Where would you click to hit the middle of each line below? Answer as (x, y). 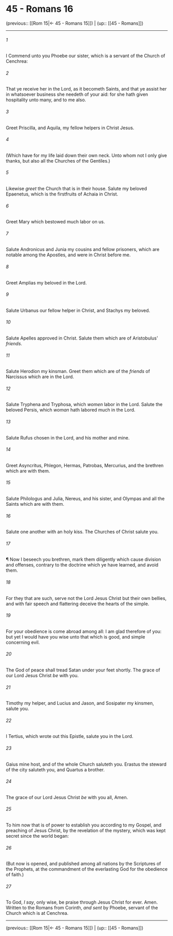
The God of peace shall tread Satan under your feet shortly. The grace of (83, 670)
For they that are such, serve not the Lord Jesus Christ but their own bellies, (86, 598)
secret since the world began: (37, 836)
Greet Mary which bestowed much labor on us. (55, 222)
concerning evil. (23, 642)
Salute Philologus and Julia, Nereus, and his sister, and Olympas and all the (85, 498)
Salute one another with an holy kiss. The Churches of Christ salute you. (82, 532)
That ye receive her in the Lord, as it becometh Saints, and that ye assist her (86, 89)
